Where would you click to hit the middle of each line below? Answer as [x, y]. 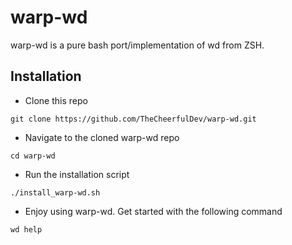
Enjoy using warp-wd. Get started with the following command [153, 211]
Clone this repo [56, 100]
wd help [26, 229]
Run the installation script [77, 174]
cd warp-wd [33, 156]
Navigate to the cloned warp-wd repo [102, 137]
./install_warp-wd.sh [55, 192]
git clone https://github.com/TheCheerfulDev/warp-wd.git [133, 119]
